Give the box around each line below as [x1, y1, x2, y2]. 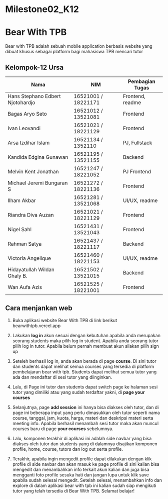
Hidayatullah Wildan [7, 266, 55, 273]
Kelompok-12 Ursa [5, 63, 64, 71]
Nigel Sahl [7, 226, 31, 233]
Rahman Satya [7, 240, 42, 247]
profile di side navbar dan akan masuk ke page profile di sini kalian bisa [12, 461, 160, 467]
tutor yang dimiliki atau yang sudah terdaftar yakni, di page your [12, 389, 145, 395]
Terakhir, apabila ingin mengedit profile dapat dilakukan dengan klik [12, 456, 152, 462]
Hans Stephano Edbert [7, 92, 61, 99]
